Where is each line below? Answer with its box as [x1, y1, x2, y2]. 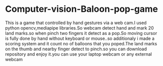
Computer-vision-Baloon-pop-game [5, 3, 158, 15]
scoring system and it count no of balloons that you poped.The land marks [5, 40, 158, 46]
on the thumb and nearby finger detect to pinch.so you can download [5, 46, 147, 52]
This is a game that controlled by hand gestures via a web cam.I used [5, 20, 147, 26]
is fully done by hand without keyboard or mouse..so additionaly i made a [5, 35, 155, 41]
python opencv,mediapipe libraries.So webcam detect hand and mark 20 [5, 25, 154, 31]
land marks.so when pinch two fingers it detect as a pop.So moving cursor [5, 30, 158, 36]
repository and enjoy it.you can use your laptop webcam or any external [5, 51, 152, 57]
